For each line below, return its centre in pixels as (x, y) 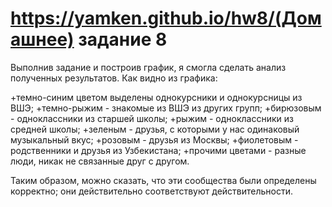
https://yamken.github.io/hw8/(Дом (166, 18)
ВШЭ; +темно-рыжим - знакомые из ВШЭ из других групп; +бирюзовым (166, 108)
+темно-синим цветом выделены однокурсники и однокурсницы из (156, 97)
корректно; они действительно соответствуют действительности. (151, 191)
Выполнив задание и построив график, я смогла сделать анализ (148, 67)
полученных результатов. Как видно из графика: (114, 78)
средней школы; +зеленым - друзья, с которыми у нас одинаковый (155, 129)
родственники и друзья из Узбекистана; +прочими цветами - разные (158, 150)
